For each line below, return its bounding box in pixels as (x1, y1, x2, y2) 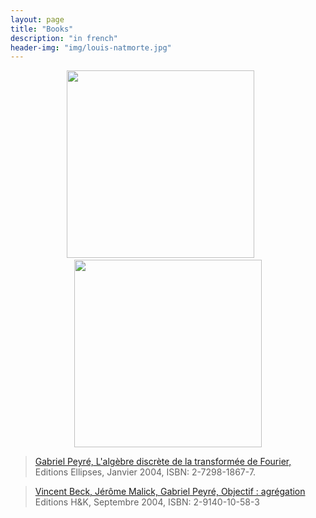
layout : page (10, 14, 65, 25)
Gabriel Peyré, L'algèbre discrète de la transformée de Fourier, (34, 456, 292, 468)
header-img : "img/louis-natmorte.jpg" (10, 42, 172, 53)
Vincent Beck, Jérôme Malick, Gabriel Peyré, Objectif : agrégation (34, 486, 306, 498)
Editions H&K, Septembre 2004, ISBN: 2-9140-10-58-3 (34, 496, 260, 508)
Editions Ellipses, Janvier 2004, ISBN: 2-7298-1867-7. (34, 466, 257, 478)
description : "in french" (10, 33, 118, 43)
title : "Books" (10, 24, 74, 34)
